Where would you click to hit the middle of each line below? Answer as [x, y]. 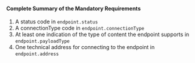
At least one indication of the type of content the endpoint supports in [102, 34]
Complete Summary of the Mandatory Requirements [74, 8]
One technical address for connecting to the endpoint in [85, 47]
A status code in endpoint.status [56, 22]
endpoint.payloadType [42, 41]
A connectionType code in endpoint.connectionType [80, 28]
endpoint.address [37, 54]
